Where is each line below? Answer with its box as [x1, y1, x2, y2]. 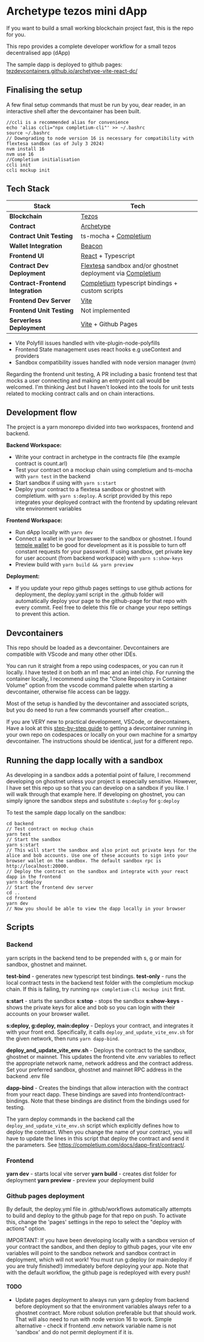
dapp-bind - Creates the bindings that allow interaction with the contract [6, 1084, 189, 1092]
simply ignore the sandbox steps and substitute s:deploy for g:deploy [6, 797, 180, 804]
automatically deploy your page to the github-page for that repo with [15, 597, 187, 605]
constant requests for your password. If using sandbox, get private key [15, 548, 192, 556]
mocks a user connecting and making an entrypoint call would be [6, 377, 170, 384]
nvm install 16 [6, 146, 45, 152]
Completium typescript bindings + [81, 278, 178, 287]
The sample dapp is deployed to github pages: [6, 61, 123, 68]
